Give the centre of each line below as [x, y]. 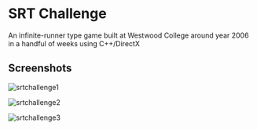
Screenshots [40, 69]
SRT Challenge [58, 14]
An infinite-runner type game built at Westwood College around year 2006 [128, 35]
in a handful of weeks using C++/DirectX [74, 43]
